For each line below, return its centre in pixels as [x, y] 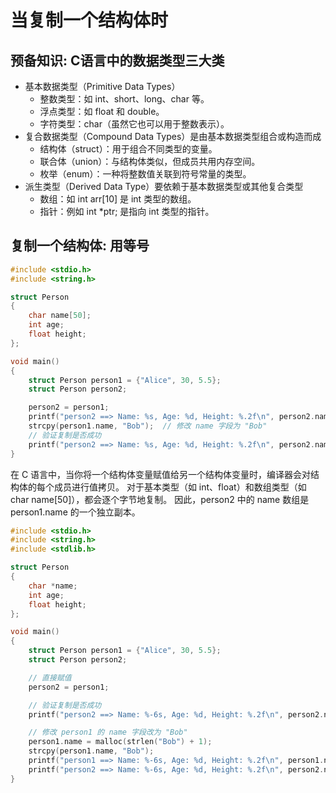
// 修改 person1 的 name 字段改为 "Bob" [108, 732]
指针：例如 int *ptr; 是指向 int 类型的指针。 [127, 211]
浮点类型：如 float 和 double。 [102, 111]
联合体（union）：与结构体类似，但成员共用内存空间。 [150, 161]
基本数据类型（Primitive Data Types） [102, 86]
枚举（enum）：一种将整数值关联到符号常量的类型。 [145, 174]
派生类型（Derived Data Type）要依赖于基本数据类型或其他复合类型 [164, 186]
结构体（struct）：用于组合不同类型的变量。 [128, 149]
